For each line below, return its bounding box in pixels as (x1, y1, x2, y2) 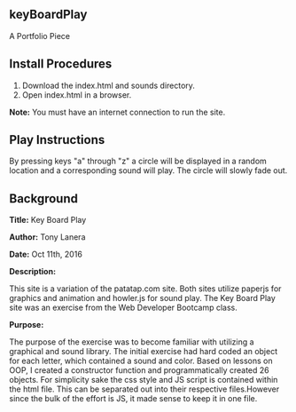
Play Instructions (9, 132, 105, 147)
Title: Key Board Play (9, 215, 87, 226)
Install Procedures (9, 57, 113, 72)
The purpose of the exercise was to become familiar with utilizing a (9, 337, 254, 347)
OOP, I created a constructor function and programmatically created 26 (9, 365, 270, 376)
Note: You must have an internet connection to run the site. (9, 107, 226, 117)
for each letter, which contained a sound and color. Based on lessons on (9, 355, 273, 367)
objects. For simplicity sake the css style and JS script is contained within (9, 375, 278, 385)
